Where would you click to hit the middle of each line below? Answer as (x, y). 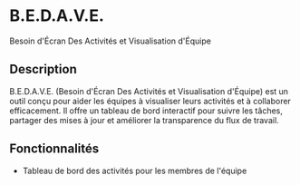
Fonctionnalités (54, 149)
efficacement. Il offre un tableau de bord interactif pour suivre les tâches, (146, 111)
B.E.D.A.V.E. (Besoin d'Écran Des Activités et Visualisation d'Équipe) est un (149, 91)
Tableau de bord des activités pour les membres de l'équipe (135, 170)
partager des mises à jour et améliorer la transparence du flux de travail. (144, 120)
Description (43, 69)
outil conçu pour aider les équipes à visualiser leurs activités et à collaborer (150, 101)
